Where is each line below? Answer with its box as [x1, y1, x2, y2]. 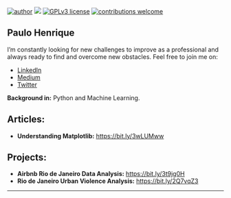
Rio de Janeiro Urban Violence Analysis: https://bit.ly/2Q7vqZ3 [16, 177, 199, 185]
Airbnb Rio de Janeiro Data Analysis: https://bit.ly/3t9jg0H [16, 170, 185, 178]
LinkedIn [16, 66, 42, 74]
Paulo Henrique [7, 27, 75, 39]
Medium [16, 73, 41, 82]
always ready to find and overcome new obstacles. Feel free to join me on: [7, 52, 219, 61]
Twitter [16, 80, 38, 88]
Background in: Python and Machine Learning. [7, 93, 140, 102]
